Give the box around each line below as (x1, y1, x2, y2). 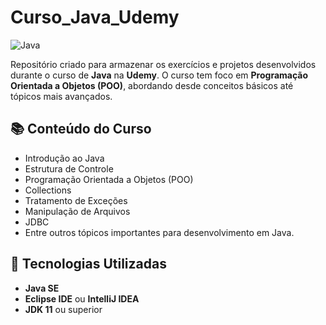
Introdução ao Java (24, 152, 105, 164)
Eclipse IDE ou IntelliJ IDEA (24, 292, 140, 305)
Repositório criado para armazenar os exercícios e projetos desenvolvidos (10, 58, 317, 70)
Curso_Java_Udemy (10, 6, 180, 29)
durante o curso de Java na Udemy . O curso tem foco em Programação (10, 69, 309, 81)
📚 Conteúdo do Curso (10, 121, 152, 138)
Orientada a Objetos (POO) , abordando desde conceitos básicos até (10, 79, 294, 91)
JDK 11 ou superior (24, 303, 103, 315)
